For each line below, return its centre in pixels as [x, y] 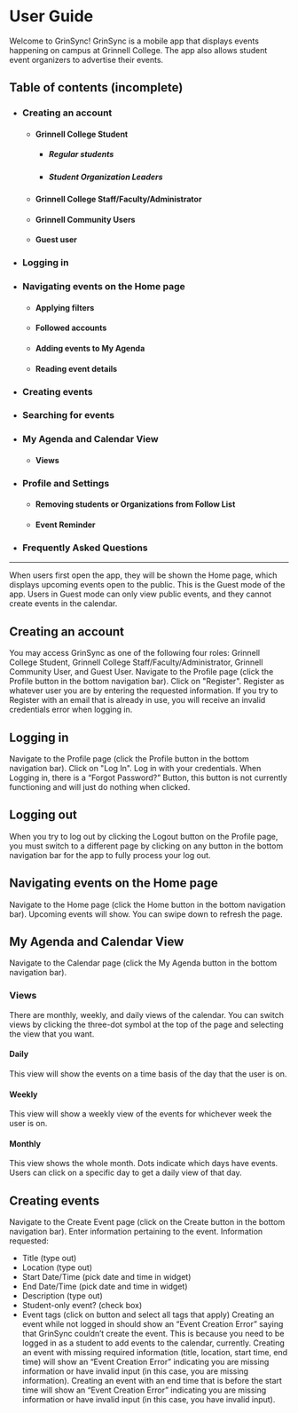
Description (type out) [63, 1296]
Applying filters [65, 307]
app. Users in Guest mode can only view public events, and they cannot [141, 594]
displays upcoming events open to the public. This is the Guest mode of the [147, 585]
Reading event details [76, 368]
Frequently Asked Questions [85, 548]
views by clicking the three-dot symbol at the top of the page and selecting [146, 1024]
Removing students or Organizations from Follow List [135, 504]
